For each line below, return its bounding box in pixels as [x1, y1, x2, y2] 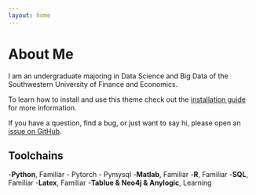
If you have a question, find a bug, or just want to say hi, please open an [8, 118, 241, 128]
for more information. [8, 103, 77, 112]
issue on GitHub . [8, 126, 62, 135]
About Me [8, 45, 74, 63]
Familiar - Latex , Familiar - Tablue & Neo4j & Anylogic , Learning [8, 178, 212, 188]
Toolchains [8, 149, 64, 162]
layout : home [8, 11, 51, 20]
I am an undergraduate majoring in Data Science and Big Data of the [8, 71, 229, 81]
